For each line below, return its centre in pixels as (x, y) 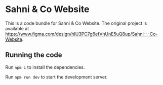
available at (17, 28)
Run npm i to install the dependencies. (45, 67)
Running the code (34, 55)
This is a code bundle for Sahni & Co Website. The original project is (76, 23)
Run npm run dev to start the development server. (56, 77)
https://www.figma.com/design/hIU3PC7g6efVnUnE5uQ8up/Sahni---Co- (81, 34)
